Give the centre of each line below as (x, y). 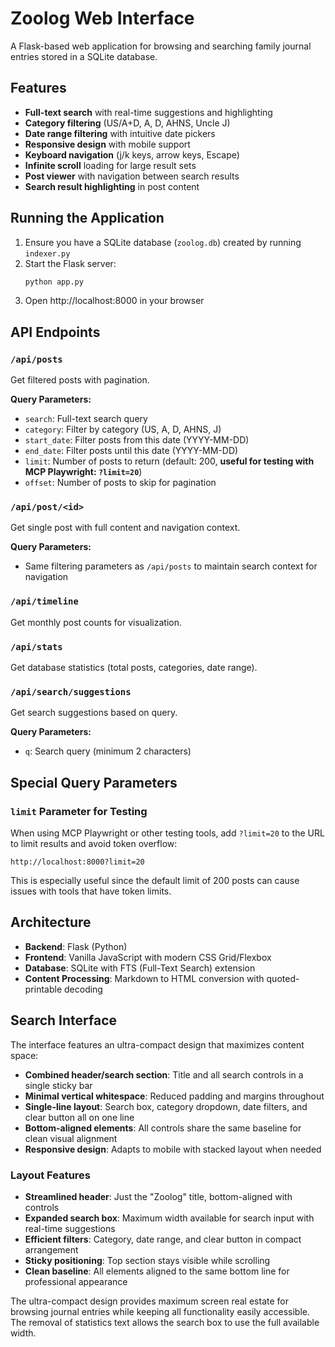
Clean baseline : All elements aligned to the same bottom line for (157, 1271)
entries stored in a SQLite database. (84, 56)
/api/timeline (44, 601)
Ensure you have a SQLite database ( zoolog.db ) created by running (163, 242)
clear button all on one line (79, 1117)
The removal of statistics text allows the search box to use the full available (165, 1322)
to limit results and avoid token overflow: (94, 843)
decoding (83, 989)
